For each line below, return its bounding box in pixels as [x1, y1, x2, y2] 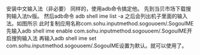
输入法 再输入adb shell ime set [21, 35, 97, 41]
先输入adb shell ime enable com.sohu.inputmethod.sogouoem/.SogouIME [6, 27, 187, 34]
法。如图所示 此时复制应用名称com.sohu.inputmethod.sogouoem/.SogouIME [6, 20, 194, 27]
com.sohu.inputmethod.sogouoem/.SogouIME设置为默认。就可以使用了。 [6, 42, 187, 49]
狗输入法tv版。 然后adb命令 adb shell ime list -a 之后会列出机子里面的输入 [6, 12, 188, 20]
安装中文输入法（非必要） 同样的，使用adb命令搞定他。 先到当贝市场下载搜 [6, 5, 191, 12]
